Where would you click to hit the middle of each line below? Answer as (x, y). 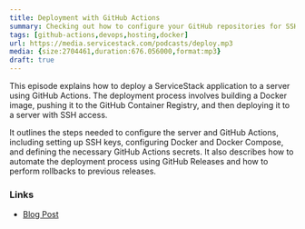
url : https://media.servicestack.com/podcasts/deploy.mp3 (121, 43)
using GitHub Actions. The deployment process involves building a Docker (148, 95)
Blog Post (40, 214)
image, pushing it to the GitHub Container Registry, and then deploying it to (150, 105)
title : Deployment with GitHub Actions (85, 18)
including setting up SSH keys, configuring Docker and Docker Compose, (147, 142)
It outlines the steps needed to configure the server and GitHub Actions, (144, 132)
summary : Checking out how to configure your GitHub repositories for (146, 26)
